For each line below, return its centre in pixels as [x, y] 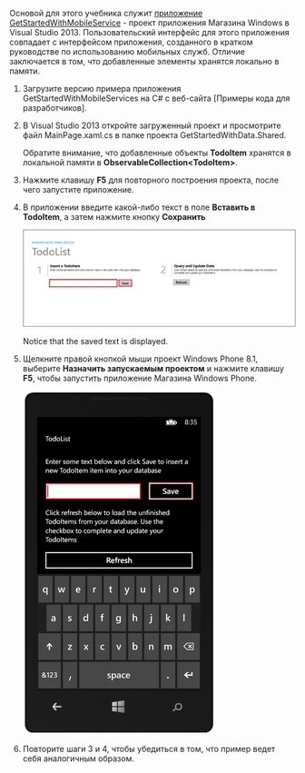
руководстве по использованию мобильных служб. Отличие [127, 52]
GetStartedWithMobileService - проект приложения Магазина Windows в [149, 23]
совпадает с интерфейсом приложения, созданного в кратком [131, 42]
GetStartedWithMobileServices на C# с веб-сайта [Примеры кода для [156, 98]
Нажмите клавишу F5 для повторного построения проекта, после [151, 180]
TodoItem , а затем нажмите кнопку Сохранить [114, 217]
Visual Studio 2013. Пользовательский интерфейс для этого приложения [150, 32]
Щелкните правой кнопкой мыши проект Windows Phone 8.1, [140, 359]
